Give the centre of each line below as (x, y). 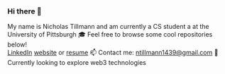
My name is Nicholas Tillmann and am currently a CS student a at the (108, 27)
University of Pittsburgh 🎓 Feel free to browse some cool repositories (110, 35)
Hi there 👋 (25, 11)
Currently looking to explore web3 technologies (77, 63)
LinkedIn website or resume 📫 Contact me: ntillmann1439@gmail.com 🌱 (113, 53)
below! (17, 44)
